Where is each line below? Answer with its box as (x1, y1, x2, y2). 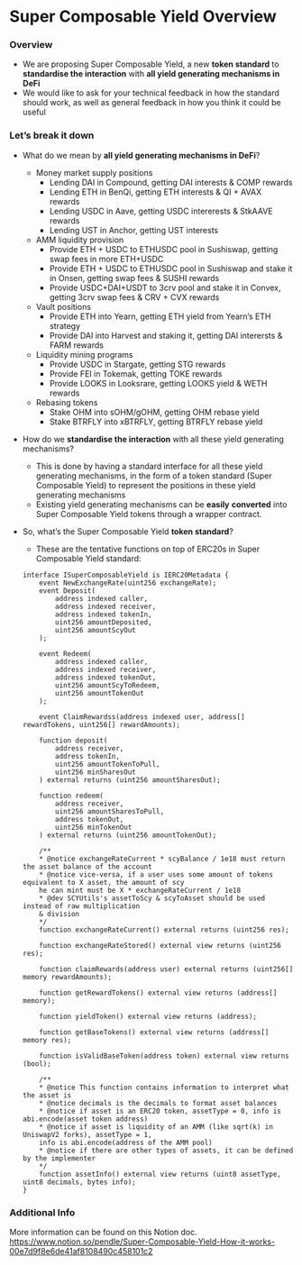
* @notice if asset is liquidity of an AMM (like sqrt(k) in (39, 1122, 273, 1132)
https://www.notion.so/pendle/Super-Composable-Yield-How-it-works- (9, 1236, 276, 1247)
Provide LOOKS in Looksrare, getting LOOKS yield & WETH (49, 378, 268, 388)
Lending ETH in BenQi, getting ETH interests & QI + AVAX (49, 187, 262, 197)
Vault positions (35, 301, 92, 312)
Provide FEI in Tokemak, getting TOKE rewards (49, 368, 223, 379)
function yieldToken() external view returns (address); (39, 1012, 258, 1021)
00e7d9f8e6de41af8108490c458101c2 (9, 1246, 153, 1257)
